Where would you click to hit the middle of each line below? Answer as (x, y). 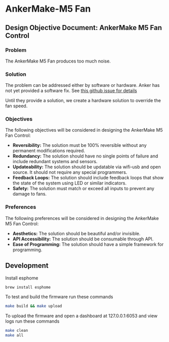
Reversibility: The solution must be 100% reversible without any (79, 145)
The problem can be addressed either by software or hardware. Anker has (82, 85)
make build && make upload (34, 306)
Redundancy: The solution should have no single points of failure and (85, 156)
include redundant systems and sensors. (55, 162)
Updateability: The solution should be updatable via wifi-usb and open (87, 167)
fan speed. (16, 106)
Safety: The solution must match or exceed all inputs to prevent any (83, 189)
